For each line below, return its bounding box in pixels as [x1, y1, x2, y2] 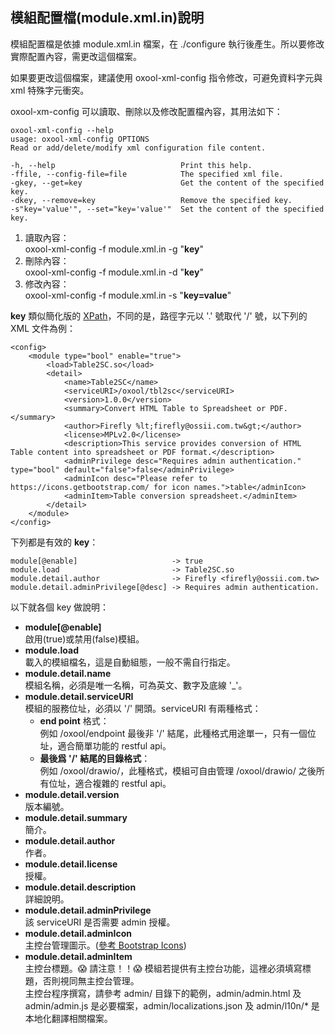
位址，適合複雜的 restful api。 [48, 777, 172, 789]
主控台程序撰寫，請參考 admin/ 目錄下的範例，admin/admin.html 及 [24, 987, 302, 999]
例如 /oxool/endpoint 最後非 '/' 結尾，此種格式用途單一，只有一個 [39, 727, 308, 739]
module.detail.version [24, 788, 120, 800]
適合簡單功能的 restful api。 [57, 739, 172, 752]
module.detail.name [24, 667, 112, 679]
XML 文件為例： [10, 322, 77, 334]
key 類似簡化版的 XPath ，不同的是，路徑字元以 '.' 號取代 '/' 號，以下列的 [10, 309, 308, 322]
